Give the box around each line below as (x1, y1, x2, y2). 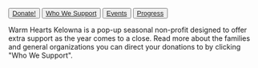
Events (106, 9, 127, 18)
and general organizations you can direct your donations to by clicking (8, 42, 241, 51)
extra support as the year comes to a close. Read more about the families (8, 34, 251, 43)
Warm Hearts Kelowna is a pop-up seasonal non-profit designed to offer (8, 25, 248, 34)
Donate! (12, 9, 36, 18)
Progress (136, 9, 164, 18)
